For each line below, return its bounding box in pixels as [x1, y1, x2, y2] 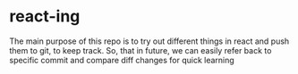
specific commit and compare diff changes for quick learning [9, 54, 234, 65]
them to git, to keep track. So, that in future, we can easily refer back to [9, 45, 272, 55]
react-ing [9, 6, 81, 27]
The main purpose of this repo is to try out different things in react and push [9, 36, 290, 46]
